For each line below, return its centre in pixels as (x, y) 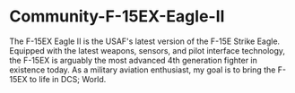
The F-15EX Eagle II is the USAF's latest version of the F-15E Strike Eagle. (145, 41)
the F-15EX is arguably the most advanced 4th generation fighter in (134, 60)
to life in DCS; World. (68, 79)
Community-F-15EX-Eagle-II (117, 17)
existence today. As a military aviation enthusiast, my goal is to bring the (143, 70)
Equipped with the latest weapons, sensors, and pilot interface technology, (147, 50)
